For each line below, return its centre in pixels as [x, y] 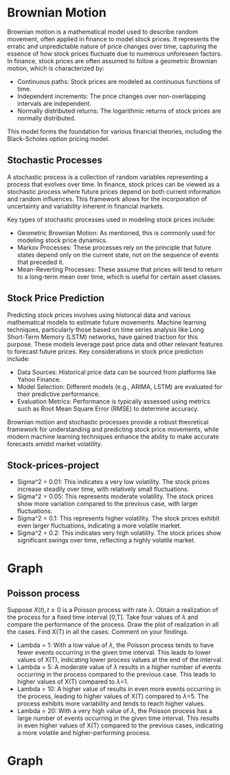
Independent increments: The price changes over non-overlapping [111, 96]
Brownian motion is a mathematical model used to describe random [102, 32]
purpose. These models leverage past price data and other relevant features [115, 344]
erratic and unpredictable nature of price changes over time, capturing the [112, 46]
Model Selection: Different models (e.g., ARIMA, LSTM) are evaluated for [119, 386]
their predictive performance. [59, 394]
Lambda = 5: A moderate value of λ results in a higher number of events [119, 667]
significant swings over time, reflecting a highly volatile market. [106, 541]
